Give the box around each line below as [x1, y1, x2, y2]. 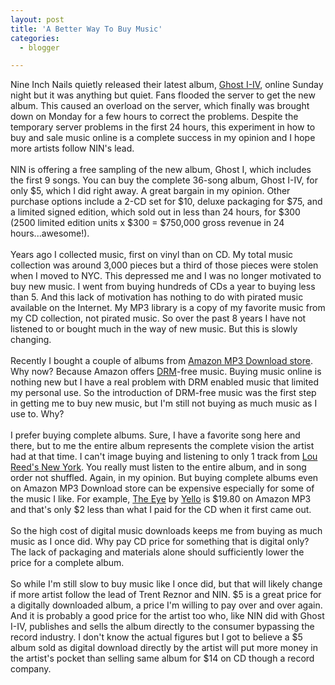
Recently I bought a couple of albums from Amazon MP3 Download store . [10, 355, 313, 367]
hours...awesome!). [10, 227, 90, 240]
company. [10, 663, 52, 675]
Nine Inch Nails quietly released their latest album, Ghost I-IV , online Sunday [10, 79, 324, 91]
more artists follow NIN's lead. [10, 142, 135, 155]
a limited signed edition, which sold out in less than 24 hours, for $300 [10, 206, 301, 218]
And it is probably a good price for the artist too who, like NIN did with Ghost [10, 610, 325, 622]
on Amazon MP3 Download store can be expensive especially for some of [10, 482, 315, 495]
